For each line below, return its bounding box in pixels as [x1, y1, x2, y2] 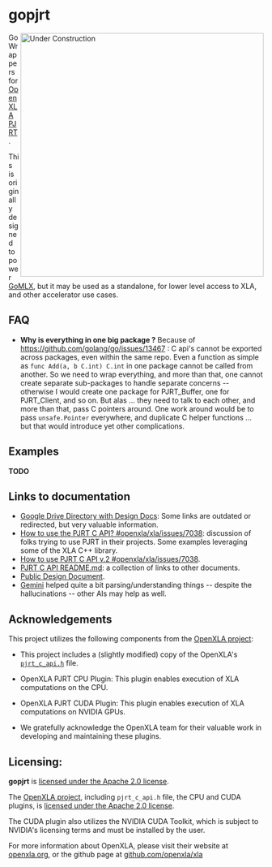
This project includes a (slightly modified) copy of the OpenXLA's [19, 649, 238, 659]
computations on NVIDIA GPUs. [19, 707, 126, 717]
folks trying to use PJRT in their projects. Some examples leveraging [19, 537, 248, 547]
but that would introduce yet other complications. [19, 421, 185, 431]
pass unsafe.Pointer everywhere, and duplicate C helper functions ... [19, 412, 253, 422]
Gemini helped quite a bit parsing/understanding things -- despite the [19, 580, 253, 590]
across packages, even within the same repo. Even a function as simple [19, 352, 259, 362]
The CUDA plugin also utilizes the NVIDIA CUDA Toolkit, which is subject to [8, 817, 259, 826]
